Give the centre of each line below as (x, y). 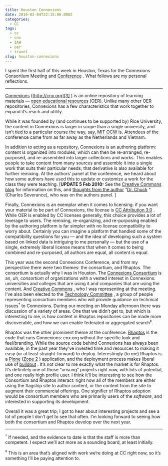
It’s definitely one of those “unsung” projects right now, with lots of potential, (84, 369)
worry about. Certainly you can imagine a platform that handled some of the (83, 231)
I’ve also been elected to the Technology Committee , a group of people (79, 294)
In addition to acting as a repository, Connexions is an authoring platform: (81, 147)
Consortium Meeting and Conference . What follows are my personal (76, 76)
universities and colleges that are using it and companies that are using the (82, 284)
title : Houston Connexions (33, 10)
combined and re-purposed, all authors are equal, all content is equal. (77, 253)
